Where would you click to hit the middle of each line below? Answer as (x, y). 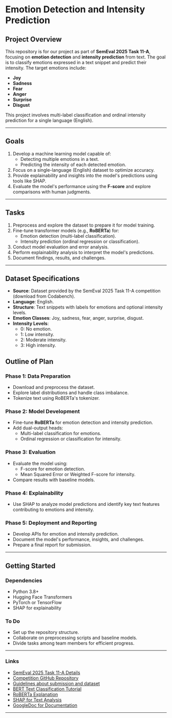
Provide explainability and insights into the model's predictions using (85, 175)
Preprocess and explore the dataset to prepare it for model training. (84, 225)
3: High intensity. (38, 345)
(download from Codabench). (44, 296)
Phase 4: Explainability (35, 493)
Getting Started (30, 566)
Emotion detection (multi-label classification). (68, 236)
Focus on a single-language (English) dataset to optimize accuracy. (84, 170)
